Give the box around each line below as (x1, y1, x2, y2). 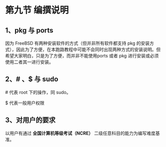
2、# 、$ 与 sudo (5, 75, 58, 83)
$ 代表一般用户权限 (5, 99, 44, 105)
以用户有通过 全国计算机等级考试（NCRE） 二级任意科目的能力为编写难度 (5, 130, 156, 136)
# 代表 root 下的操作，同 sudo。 (5, 89, 71, 95)
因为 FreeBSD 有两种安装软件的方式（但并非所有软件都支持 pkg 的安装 (5, 40, 150, 46)
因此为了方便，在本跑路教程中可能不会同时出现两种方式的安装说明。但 (15, 46, 161, 52)
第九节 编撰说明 (5, 4, 69, 16)
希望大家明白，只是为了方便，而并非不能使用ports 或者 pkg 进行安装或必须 (5, 53, 159, 58)
